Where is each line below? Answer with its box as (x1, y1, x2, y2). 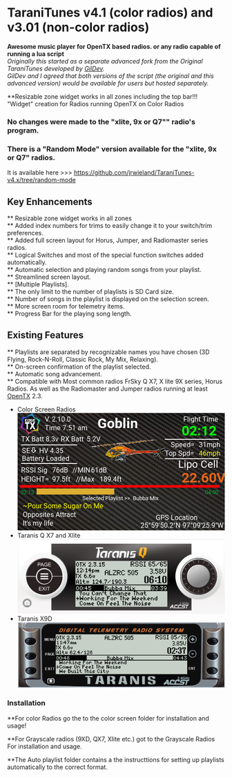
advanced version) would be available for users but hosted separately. (7, 79, 209, 87)
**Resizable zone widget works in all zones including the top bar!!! (7, 92, 198, 101)
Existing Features (7, 329, 84, 341)
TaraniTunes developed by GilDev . (7, 64, 105, 72)
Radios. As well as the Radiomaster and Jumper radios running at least (7, 385, 209, 393)
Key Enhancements (7, 195, 93, 208)
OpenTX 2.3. (7, 391, 43, 400)
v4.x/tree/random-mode (7, 176, 76, 184)
